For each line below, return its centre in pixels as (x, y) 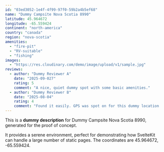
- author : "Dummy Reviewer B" (40, 92)
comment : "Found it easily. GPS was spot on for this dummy (77, 106)
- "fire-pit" (23, 46)
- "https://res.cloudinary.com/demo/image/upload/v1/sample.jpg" (78, 65)
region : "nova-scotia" (28, 38)
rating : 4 (24, 102)
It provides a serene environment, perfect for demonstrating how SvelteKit (80, 135)
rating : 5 (24, 83)
